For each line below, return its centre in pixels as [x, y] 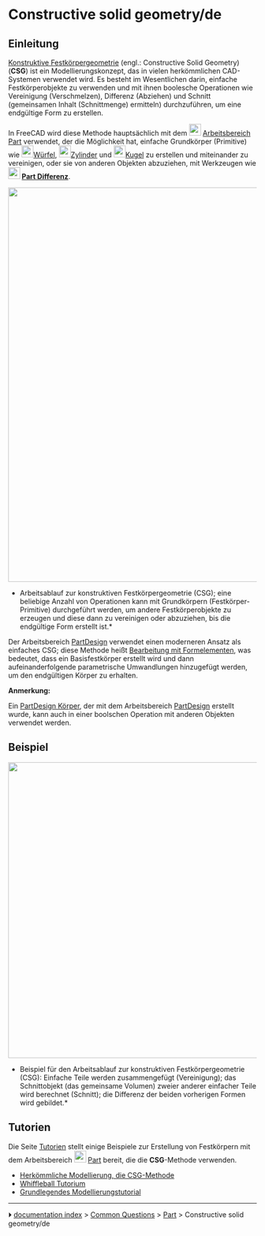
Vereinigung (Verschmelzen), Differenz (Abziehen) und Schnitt [110, 96]
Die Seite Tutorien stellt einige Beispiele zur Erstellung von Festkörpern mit [129, 1146]
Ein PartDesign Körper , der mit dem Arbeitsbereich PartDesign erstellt [121, 706]
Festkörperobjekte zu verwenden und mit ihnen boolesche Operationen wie [131, 88]
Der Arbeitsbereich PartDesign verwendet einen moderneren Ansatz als [125, 642]
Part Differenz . [46, 176]
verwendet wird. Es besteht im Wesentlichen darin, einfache [140, 79]
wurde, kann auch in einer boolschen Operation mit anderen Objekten [121, 714]
